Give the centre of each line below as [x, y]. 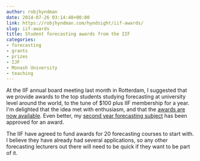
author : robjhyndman [32, 12]
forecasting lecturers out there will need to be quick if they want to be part [98, 147]
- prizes [17, 56]
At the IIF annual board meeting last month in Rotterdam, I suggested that [97, 90]
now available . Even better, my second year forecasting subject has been [97, 116]
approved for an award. [35, 122]
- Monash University [32, 68]
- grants [17, 51]
